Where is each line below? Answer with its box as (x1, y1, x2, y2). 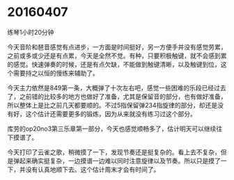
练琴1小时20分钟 (7, 28, 54, 36)
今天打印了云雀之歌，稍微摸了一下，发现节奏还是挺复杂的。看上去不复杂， (7, 147, 221, 156)
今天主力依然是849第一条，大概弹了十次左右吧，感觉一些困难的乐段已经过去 (7, 83, 226, 92)
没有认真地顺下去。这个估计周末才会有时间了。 (25, 165, 160, 174)
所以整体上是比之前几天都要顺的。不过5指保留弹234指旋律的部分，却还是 (7, 101, 218, 109)
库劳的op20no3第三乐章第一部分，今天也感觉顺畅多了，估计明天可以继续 (7, 124, 217, 133)
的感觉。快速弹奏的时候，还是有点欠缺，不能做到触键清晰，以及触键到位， (7, 60, 221, 68)
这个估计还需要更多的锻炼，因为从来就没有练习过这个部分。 (25, 109, 196, 118)
